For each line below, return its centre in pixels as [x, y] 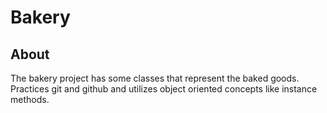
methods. [30, 99]
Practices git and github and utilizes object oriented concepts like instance [164, 89]
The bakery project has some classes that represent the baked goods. [155, 78]
